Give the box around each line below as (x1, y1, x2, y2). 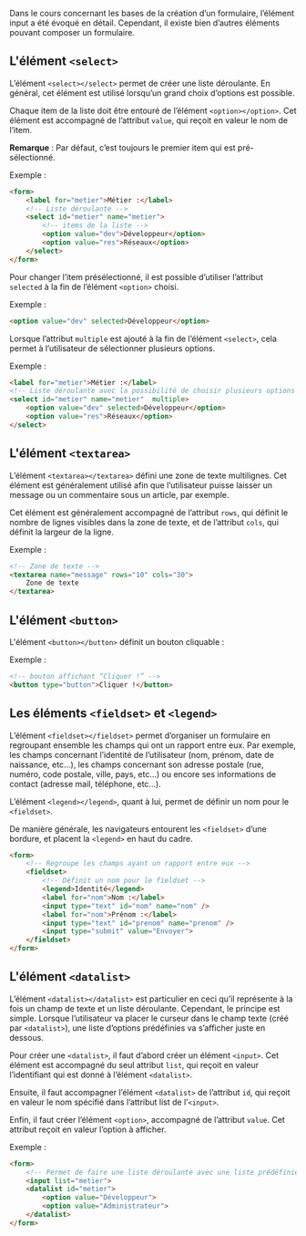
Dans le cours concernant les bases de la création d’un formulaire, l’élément (9, 8, 294, 18)
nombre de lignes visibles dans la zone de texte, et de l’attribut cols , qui (9, 516, 280, 527)
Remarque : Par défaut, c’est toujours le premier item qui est (9, 141, 236, 153)
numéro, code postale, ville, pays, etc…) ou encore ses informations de (9, 768, 276, 779)
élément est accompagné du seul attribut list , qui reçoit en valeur (9, 1059, 260, 1070)
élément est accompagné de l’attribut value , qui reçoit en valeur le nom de (9, 114, 289, 126)
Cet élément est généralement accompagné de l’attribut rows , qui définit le (9, 506, 289, 518)
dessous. (9, 1032, 44, 1043)
